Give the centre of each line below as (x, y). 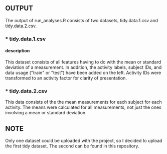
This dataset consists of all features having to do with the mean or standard (83, 62)
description (18, 51)
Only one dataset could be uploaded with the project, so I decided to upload (84, 141)
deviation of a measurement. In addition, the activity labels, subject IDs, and (83, 67)
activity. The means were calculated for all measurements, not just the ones (83, 107)
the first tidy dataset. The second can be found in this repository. (72, 146)
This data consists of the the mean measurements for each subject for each (83, 102)
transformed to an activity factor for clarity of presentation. (66, 78)
